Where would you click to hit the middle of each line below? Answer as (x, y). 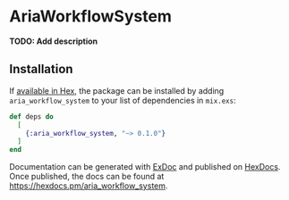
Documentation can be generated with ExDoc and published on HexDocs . (145, 167)
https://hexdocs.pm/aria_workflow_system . (89, 186)
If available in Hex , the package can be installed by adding (117, 90)
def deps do (31, 117)
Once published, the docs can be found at (87, 177)
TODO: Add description (54, 41)
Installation (41, 69)
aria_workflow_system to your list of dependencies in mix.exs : (123, 100)
